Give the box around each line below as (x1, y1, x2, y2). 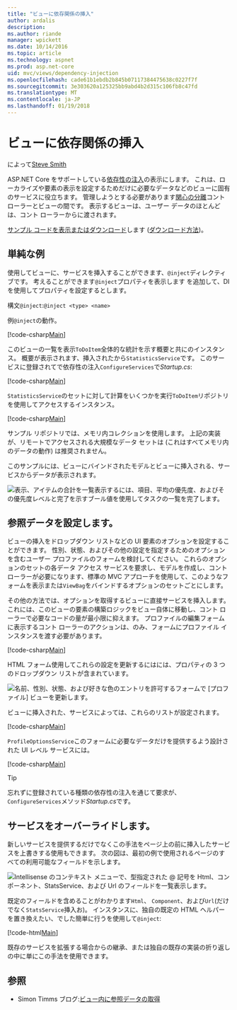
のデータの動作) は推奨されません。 (7, 447, 111, 455)
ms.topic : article (7, 50, 62, 57)
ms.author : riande (7, 30, 62, 38)
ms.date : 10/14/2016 (7, 43, 69, 50)
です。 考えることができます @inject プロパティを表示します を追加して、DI (13, 277, 230, 285)
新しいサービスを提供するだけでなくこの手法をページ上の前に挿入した (7, 840, 212, 849)
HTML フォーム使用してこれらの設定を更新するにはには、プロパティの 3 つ (7, 660, 226, 669)
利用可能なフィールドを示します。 (25, 858, 125, 866)
